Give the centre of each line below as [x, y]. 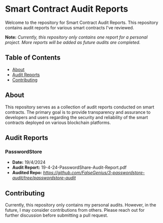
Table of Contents [33, 58]
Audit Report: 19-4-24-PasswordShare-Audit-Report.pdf [69, 167]
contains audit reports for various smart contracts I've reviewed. [70, 27]
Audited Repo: [27, 173]
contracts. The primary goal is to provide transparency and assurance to [78, 112]
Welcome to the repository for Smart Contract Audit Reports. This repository [82, 22]
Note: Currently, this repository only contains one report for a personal [76, 37]
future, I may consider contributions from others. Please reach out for [75, 210]
